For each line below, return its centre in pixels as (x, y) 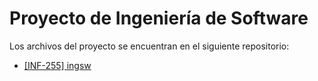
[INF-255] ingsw (57, 65)
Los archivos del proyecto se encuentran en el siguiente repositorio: (149, 46)
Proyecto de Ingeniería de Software (159, 18)
